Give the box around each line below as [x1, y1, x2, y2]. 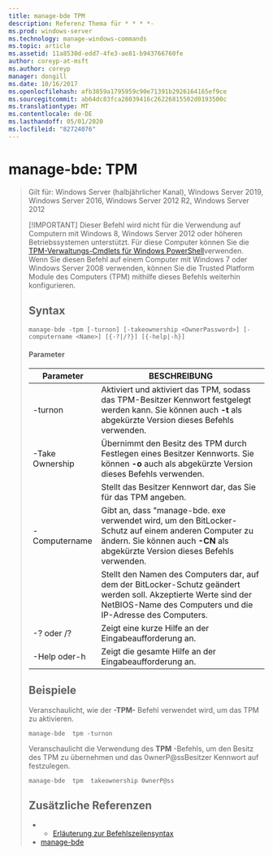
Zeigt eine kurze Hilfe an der [101, 622, 210, 633]
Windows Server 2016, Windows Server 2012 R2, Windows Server [28, 196, 249, 205]
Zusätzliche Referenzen [28, 798, 153, 812]
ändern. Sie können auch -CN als [101, 535, 229, 546]
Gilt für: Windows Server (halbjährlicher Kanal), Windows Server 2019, [28, 187, 264, 196]
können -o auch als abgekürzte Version [101, 458, 253, 469]
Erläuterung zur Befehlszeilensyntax [52, 829, 174, 839]
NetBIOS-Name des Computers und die [101, 598, 253, 610]
